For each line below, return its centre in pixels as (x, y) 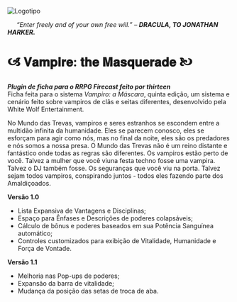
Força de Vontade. (45, 248)
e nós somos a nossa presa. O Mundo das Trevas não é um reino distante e (117, 145)
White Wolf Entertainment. (46, 109)
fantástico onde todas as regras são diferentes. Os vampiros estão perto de (118, 153)
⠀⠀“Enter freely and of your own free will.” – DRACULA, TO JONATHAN (113, 24)
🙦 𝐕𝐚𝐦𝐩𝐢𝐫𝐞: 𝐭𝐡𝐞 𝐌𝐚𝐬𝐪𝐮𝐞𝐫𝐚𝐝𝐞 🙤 (100, 62)
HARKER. (21, 32)
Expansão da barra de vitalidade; (66, 283)
